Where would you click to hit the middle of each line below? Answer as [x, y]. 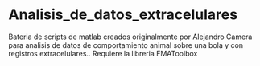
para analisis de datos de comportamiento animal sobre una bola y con [126, 45]
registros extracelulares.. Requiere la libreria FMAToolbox [103, 53]
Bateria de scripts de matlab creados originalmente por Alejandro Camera [130, 37]
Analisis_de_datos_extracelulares [123, 15]
